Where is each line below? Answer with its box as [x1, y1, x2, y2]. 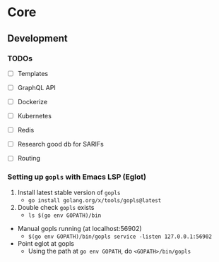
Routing [17, 154, 41, 163]
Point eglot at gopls [17, 239, 74, 247]
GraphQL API [17, 83, 57, 92]
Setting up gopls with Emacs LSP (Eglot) [7, 172, 147, 182]
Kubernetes [17, 112, 52, 120]
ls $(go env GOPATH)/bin [28, 212, 102, 219]
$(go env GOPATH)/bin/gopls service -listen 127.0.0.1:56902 [28, 233, 212, 240]
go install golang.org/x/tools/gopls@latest [28, 196, 162, 204]
